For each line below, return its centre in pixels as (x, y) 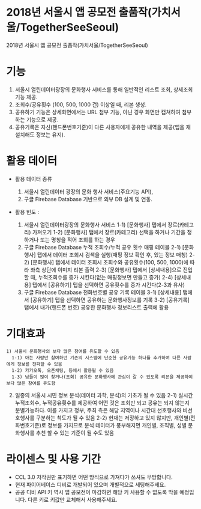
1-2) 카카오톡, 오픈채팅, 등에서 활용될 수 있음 (63, 370)
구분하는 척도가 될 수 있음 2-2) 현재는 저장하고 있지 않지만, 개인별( (113, 418)
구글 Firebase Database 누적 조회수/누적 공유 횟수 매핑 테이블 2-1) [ (104, 247)
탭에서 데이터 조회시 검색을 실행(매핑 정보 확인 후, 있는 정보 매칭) (112, 254)
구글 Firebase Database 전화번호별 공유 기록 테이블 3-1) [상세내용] (103, 292)
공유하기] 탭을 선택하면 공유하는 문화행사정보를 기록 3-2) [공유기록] (111, 300)
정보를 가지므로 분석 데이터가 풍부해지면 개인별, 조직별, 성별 (117, 425)
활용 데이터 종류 (33, 178)
